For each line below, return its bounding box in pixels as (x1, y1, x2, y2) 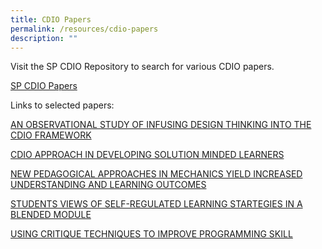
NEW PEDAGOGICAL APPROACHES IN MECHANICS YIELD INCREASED (10, 168, 303, 180)
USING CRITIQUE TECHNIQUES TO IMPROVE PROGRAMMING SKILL (10, 228, 293, 240)
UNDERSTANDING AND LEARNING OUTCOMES (10, 179, 207, 191)
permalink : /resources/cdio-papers (10, 24, 159, 34)
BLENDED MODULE (10, 209, 92, 221)
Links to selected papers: (10, 99, 115, 111)
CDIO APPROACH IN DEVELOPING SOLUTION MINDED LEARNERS (10, 149, 285, 161)
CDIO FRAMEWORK (10, 129, 92, 141)
